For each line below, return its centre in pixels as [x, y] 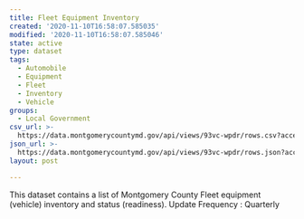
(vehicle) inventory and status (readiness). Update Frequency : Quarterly [145, 204]
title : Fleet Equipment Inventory [75, 18]
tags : [19, 60]
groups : [24, 110]
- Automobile [42, 69]
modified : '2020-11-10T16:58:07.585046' [87, 34]
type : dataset [36, 52]
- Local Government [54, 119]
